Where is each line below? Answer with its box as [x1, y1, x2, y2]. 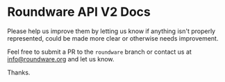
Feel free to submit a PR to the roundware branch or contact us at [7, 48, 192, 56]
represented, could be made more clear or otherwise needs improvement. [7, 34, 219, 42]
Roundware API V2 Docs [7, 4, 151, 20]
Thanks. [7, 68, 31, 76]
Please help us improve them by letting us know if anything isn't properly [7, 27, 216, 35]
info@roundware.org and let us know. [7, 54, 115, 63]
